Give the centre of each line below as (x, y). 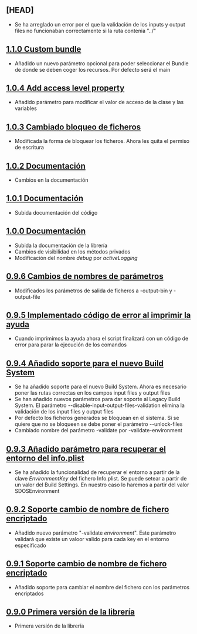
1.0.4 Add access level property (65, 88)
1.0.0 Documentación (46, 231)
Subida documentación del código (56, 212)
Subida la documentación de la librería (61, 245)
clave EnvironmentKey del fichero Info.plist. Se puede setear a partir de (101, 478)
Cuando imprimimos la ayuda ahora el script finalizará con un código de (101, 339)
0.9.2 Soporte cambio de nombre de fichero (88, 510)
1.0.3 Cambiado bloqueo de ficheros (74, 127)
